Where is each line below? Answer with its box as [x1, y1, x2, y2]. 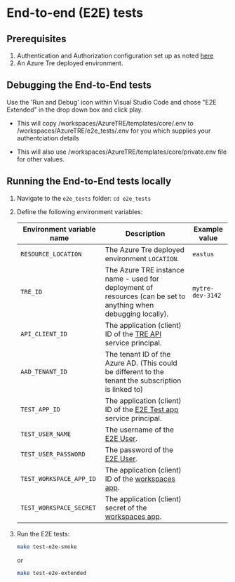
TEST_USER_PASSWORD [20, 450, 86, 458]
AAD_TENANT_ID [20, 367, 68, 376]
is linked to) [105, 384, 144, 394]
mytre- [192, 284, 215, 292]
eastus [192, 250, 215, 258]
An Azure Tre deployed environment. [16, 59, 123, 67]
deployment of [105, 282, 154, 292]
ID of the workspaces [105, 474, 176, 484]
